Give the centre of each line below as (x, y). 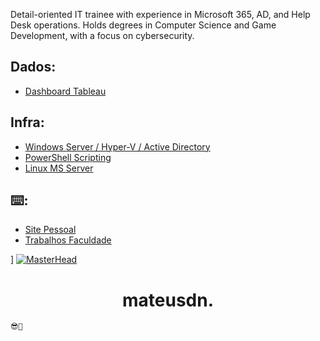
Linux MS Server (59, 168)
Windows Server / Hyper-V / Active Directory (117, 146)
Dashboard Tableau (65, 91)
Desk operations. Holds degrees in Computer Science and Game (143, 25)
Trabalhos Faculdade (68, 240)
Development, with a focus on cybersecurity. (102, 35)
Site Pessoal (50, 230)
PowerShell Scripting (68, 157)
